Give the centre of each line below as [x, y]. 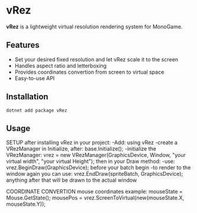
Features [23, 45]
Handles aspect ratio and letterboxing [61, 65]
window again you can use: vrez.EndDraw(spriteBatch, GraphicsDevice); [95, 174]
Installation [27, 97]
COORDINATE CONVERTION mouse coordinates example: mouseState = [95, 192]
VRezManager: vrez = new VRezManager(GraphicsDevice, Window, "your [96, 155]
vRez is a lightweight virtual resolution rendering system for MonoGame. [94, 27]
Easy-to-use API [35, 78]
